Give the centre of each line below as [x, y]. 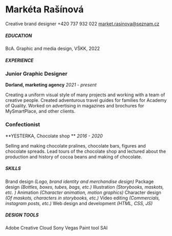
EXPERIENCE [19, 60]
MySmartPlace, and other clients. [40, 111]
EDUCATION [19, 35]
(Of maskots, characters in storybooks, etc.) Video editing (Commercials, [83, 198]
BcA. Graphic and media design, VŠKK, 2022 [53, 48]
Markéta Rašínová [45, 10]
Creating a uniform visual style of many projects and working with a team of [85, 95]
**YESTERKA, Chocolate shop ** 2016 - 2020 [54, 136]
